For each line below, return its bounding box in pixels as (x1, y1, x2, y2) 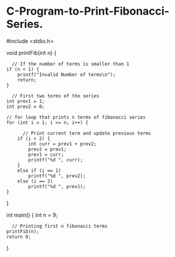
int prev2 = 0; (6, 104, 45, 110)
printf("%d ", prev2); (28, 172, 86, 179)
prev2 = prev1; (28, 146, 67, 152)
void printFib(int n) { (6, 49, 57, 56)
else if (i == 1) (17, 167, 62, 174)
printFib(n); (6, 228, 40, 234)
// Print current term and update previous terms (22, 130, 151, 136)
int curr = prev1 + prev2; (28, 141, 97, 147)
